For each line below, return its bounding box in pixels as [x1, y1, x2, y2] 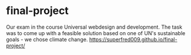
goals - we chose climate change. [6, 36, 88, 43]
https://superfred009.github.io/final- [89, 36, 177, 43]
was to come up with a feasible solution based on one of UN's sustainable [6, 29, 186, 36]
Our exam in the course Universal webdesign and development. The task [6, 23, 183, 30]
